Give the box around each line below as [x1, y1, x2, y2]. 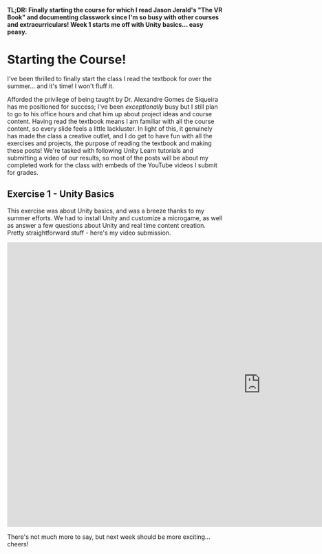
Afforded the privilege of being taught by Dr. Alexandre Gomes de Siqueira [7, 95, 219, 103]
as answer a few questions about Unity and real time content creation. [7, 221, 206, 229]
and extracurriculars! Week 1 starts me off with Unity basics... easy [7, 21, 204, 28]
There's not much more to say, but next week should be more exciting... [7, 533, 211, 541]
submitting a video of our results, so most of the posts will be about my [7, 153, 208, 162]
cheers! [7, 540, 29, 548]
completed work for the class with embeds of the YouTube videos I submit [7, 161, 218, 169]
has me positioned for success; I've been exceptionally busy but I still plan [7, 103, 218, 111]
